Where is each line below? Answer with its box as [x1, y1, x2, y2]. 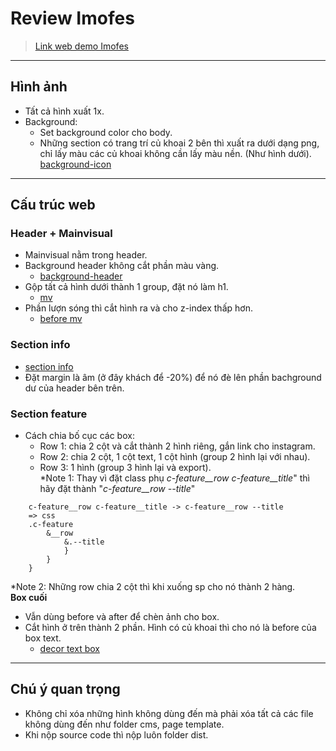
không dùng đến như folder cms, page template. [24, 718, 225, 730]
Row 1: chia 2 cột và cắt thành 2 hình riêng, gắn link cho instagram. [39, 440, 316, 452]
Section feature [10, 407, 88, 421]
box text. [24, 632, 62, 644]
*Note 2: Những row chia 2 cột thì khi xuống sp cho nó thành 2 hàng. [10, 581, 296, 593]
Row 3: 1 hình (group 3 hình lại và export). [39, 462, 212, 474]
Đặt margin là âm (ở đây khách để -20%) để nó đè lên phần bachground [24, 371, 322, 383]
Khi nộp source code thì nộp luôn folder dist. [24, 728, 209, 741]
